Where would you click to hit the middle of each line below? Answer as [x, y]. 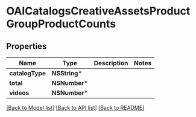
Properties [27, 46]
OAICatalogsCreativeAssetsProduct [98, 11]
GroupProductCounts [61, 24]
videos [19, 93]
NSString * [67, 73]
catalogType [28, 73]
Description [111, 63]
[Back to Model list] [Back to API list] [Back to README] [75, 108]
